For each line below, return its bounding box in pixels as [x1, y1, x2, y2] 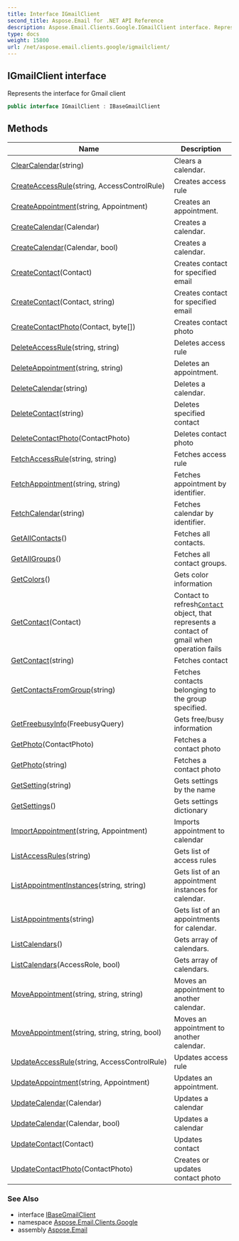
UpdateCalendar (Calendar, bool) [11, 1118, 121, 1128]
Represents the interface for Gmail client [7, 88, 126, 97]
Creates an [174, 197, 211, 207]
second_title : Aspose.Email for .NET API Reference [7, 17, 164, 24]
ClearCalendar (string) [11, 160, 84, 170]
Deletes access [174, 338, 225, 348]
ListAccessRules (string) [11, 851, 91, 861]
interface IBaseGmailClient [17, 1210, 96, 1219]
